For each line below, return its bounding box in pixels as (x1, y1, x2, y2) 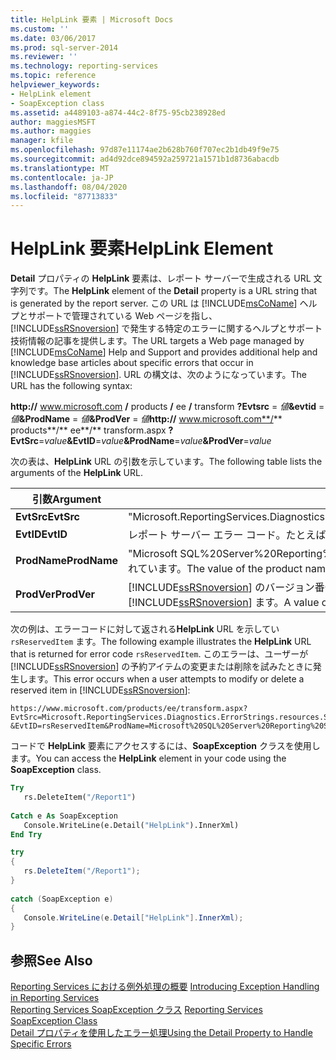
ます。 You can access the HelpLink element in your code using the (10, 752, 287, 765)
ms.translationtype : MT (10, 163, 110, 173)
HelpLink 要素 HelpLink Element (10, 237, 274, 260)
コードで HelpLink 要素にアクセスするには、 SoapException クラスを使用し (10, 740, 321, 752)
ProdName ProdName (15, 554, 119, 568)
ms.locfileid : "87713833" (10, 191, 118, 201)
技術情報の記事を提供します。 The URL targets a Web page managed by (10, 335, 305, 347)
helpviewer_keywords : (10, 80, 101, 90)
